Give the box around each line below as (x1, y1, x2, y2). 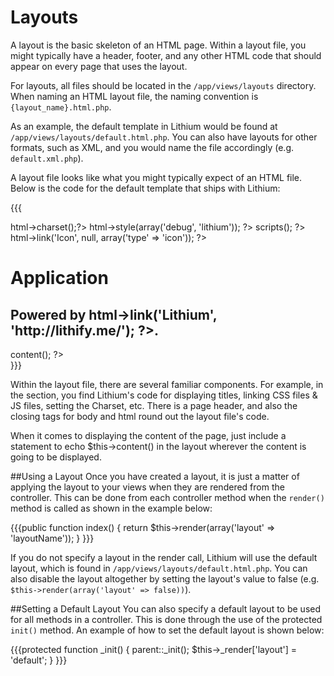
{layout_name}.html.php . (10, 101, 112, 113)
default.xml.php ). (10, 152, 84, 164)
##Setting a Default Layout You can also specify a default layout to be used (10, 602, 322, 615)
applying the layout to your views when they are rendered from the (10, 481, 285, 493)
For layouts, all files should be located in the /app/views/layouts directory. (10, 79, 317, 91)
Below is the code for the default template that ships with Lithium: (10, 182, 281, 194)
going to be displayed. (10, 451, 102, 463)
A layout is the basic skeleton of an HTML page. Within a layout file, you (10, 39, 307, 51)
